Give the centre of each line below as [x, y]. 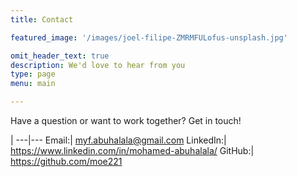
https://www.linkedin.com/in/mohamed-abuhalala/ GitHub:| [132, 150]
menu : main [33, 84]
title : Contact [42, 19]
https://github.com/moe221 [66, 161]
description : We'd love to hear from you [98, 65]
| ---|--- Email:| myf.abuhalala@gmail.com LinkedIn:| [118, 140]
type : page [33, 74]
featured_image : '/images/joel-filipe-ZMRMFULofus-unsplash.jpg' [149, 37]
